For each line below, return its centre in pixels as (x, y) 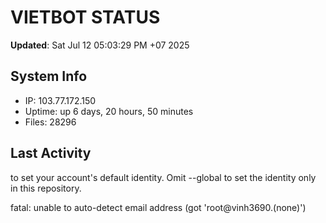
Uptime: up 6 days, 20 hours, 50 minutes (109, 111)
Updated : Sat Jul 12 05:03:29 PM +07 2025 (100, 45)
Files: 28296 (50, 122)
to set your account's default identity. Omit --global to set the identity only (163, 177)
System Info (49, 76)
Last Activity (51, 153)
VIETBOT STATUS (85, 17)
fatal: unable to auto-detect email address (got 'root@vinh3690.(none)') (158, 207)
